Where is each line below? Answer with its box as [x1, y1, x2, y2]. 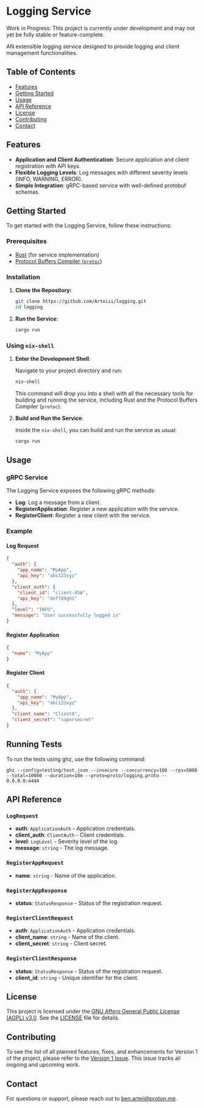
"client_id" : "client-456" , [17, 589, 88, 595]
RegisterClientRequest [6, 915, 74, 922]
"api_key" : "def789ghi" [17, 595, 78, 602]
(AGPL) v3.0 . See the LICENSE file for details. [6, 1014, 120, 1021]
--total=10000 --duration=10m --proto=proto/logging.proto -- [6, 772, 167, 778]
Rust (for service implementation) [15, 251, 99, 258]
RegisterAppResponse [6, 887, 68, 894]
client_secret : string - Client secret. [15, 940, 108, 947]
